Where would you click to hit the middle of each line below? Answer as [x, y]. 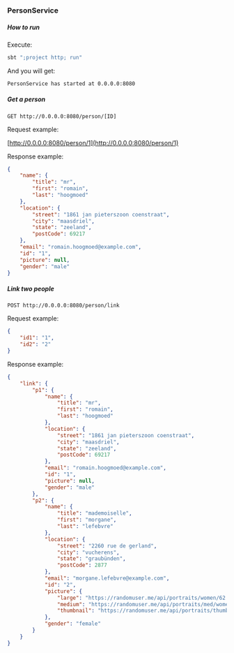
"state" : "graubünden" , [92, 559]
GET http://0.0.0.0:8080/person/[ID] [62, 116]
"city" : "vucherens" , [88, 552]
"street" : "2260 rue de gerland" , [107, 546]
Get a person [26, 99]
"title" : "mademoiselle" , [94, 513]
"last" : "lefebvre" [85, 527]
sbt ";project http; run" [45, 57]
